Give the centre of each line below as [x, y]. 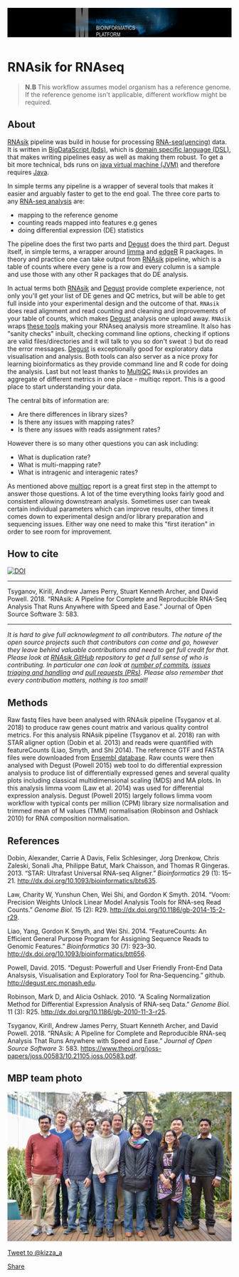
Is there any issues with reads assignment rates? [89, 429]
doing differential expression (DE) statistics [81, 230]
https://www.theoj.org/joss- [121, 1049]
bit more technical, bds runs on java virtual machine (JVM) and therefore [114, 164]
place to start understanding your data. [65, 387]
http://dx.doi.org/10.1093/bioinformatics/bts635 [86, 881]
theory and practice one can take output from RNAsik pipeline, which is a [115, 259]
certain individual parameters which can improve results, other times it [111, 509]
